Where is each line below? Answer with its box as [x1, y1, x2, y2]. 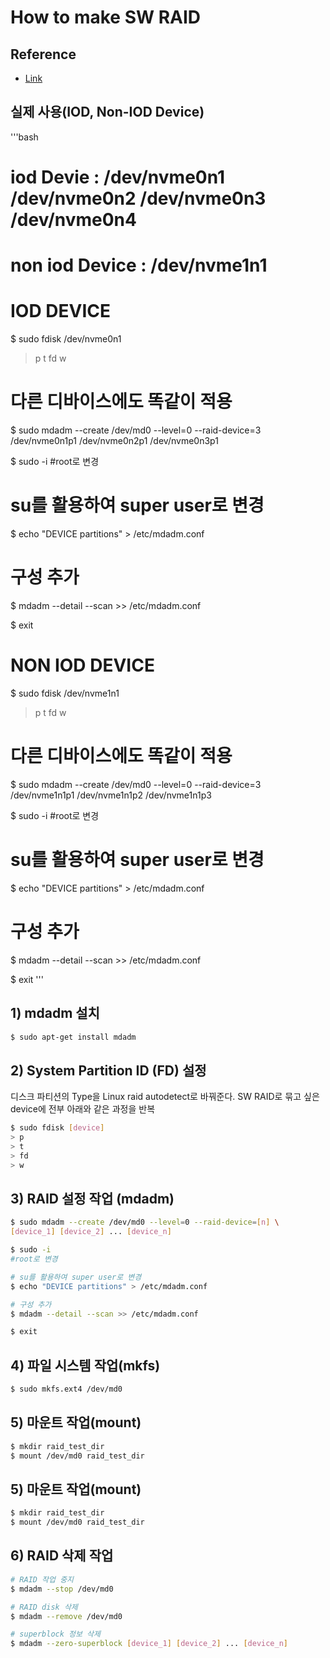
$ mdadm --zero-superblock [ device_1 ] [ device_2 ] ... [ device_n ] [10, 1639, 289, 1649]
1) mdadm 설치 [10, 1005, 100, 1022]
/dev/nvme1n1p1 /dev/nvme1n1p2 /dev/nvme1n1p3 [10, 789, 212, 801]
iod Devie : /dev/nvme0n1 [10, 166, 226, 188]
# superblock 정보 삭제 [10, 1629, 101, 1640]
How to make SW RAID [10, 6, 202, 29]
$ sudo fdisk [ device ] [10, 1123, 105, 1133]
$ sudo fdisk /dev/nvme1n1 [10, 687, 120, 699]
